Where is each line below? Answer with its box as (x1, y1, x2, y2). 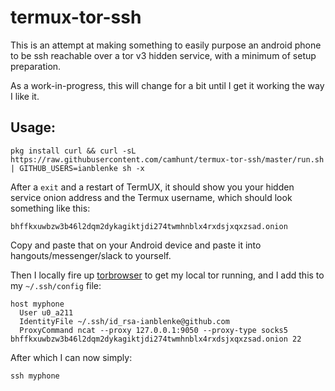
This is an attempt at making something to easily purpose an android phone (10, 39, 322, 51)
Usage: (10, 119, 57, 136)
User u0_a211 (19, 307, 74, 318)
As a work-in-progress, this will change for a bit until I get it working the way (10, 79, 325, 91)
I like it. (10, 90, 40, 102)
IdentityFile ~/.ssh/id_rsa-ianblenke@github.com (19, 316, 230, 326)
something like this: (10, 202, 91, 214)
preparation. (10, 60, 62, 72)
